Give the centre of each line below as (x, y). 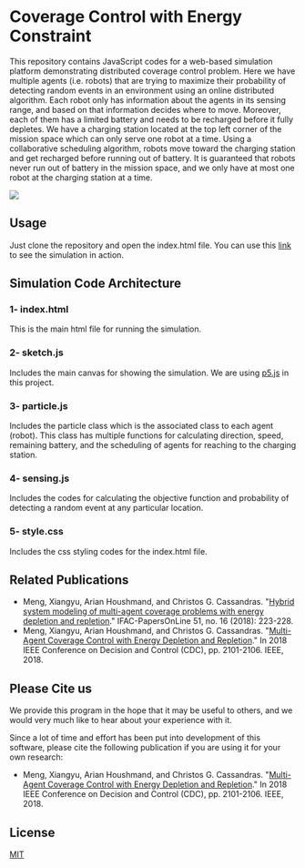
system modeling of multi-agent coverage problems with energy (143, 611)
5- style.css (36, 532)
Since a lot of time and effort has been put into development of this (135, 738)
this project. (32, 382)
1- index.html (39, 310)
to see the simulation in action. (67, 255)
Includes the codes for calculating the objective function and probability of (149, 498)
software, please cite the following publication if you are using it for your (145, 748)
